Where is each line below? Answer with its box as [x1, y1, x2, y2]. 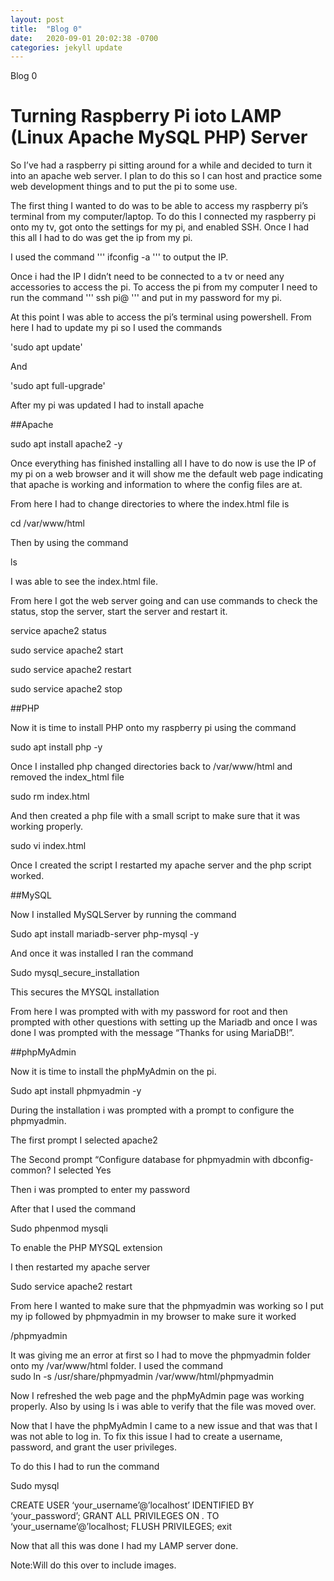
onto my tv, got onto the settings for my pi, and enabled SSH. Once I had [10, 221, 310, 233]
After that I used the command [10, 1203, 137, 1215]
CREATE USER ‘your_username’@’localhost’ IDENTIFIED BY [10, 1499, 255, 1511]
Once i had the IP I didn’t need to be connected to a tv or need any [10, 271, 285, 283]
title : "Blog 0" [10, 24, 83, 34]
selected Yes [58, 1164, 112, 1176]
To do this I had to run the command [10, 1461, 160, 1473]
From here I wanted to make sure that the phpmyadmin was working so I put [10, 1300, 324, 1312]
